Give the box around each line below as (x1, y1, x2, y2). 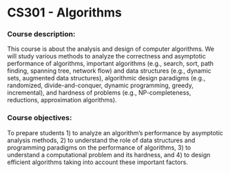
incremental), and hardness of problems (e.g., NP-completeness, (7, 89, 191, 97)
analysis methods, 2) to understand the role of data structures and (7, 136, 196, 144)
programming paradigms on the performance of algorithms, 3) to (7, 143, 191, 152)
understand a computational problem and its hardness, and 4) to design (7, 150, 211, 159)
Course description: (7, 30, 76, 39)
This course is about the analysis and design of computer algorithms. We (7, 45, 215, 53)
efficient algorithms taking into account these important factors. (7, 158, 188, 166)
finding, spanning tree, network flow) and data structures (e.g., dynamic (7, 67, 211, 75)
